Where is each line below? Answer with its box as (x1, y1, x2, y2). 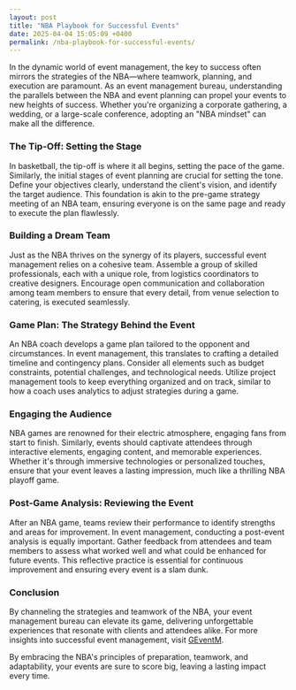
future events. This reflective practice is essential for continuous (9, 555, 244, 565)
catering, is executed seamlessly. (9, 296, 131, 307)
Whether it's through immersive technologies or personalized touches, (9, 456, 266, 467)
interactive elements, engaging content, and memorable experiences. (9, 447, 262, 457)
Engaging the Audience (9, 408, 112, 420)
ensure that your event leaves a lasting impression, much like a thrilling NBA (9, 465, 285, 476)
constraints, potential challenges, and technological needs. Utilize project (9, 367, 277, 378)
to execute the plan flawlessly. (9, 207, 119, 218)
